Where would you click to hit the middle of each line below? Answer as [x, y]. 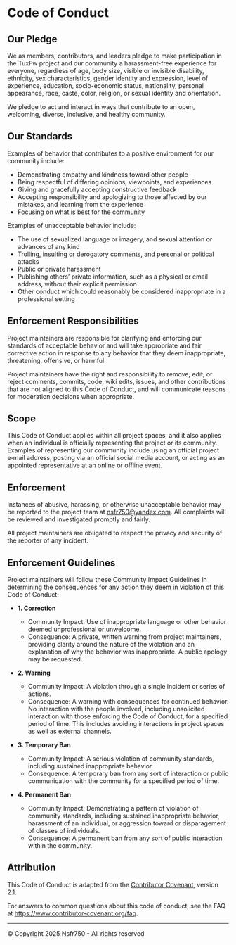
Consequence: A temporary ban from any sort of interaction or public [128, 774]
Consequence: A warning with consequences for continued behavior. [128, 702]
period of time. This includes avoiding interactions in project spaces [126, 724]
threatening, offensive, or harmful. [57, 360]
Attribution [32, 868]
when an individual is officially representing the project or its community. [112, 443]
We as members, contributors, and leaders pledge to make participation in [115, 56]
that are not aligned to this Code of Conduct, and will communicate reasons [117, 389]
